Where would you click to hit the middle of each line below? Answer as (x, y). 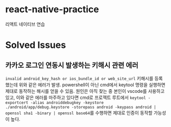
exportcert (17, 103)
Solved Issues (36, 45)
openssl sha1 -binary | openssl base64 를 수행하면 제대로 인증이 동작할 (79, 113)
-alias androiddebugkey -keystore (67, 103)
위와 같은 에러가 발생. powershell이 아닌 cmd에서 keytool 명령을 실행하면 (92, 85)
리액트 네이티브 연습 (25, 24)
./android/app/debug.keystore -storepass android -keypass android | (81, 107)
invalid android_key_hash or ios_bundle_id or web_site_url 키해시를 (79, 78)
